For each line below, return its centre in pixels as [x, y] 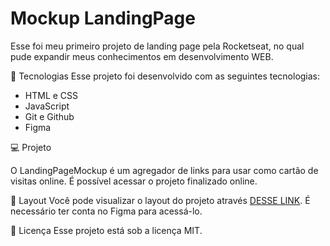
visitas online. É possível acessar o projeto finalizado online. [134, 181]
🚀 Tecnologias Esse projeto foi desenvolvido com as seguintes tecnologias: [165, 76]
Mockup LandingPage [103, 18]
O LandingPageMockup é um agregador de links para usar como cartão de [164, 170]
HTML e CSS [51, 95]
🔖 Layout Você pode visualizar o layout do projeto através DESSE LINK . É [160, 200]
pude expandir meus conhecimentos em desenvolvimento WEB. [142, 56]
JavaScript [47, 106]
